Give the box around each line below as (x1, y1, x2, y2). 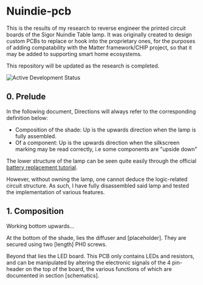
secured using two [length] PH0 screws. (6, 241, 108, 248)
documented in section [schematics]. (6, 272, 100, 279)
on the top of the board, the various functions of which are (25, 265, 172, 272)
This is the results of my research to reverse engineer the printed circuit (6, 24, 187, 32)
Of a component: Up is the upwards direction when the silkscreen (15, 139, 180, 146)
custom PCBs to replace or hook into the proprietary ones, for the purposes (6, 37, 196, 44)
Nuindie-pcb (6, 4, 72, 18)
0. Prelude (6, 91, 46, 102)
